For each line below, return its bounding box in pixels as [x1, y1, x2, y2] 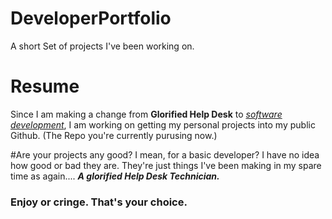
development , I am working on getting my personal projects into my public [10, 118, 316, 131]
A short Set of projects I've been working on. [10, 40, 195, 52]
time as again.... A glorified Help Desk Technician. [10, 170, 220, 182]
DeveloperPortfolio [10, 7, 172, 30]
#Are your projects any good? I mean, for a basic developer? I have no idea [10, 148, 320, 161]
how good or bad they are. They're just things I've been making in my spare [10, 159, 322, 171]
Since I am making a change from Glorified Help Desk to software [10, 108, 283, 120]
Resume [10, 75, 80, 98]
